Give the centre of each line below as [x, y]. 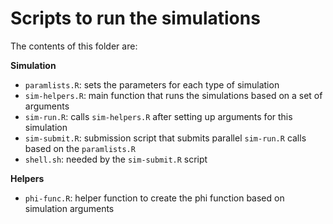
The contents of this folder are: [74, 46]
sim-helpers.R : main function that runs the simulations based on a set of [173, 95]
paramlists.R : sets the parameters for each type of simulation [152, 84]
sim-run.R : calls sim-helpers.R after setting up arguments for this [158, 116]
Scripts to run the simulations [135, 18]
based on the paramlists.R [80, 148]
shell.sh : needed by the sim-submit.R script [116, 159]
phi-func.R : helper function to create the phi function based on [154, 198]
